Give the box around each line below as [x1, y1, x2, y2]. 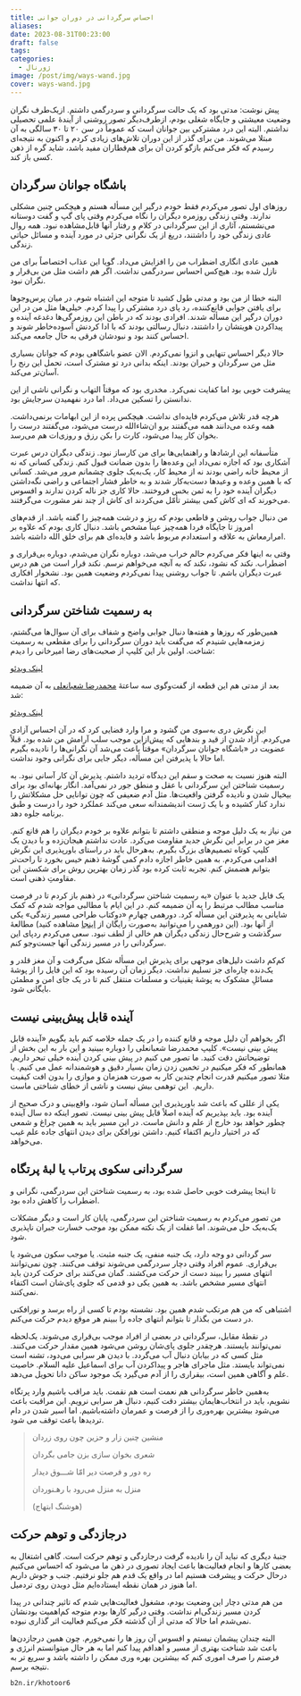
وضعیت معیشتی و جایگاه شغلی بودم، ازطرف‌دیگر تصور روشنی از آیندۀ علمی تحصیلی [10, 113, 291, 124]
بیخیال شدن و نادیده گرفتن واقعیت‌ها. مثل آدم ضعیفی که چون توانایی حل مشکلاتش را [10, 789, 292, 800]
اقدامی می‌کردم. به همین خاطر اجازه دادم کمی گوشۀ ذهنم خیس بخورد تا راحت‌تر [10, 854, 278, 865]
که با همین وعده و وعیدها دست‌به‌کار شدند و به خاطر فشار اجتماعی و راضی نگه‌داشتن [10, 475, 292, 487]
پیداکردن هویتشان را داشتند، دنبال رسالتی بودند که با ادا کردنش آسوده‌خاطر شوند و [10, 321, 284, 332]
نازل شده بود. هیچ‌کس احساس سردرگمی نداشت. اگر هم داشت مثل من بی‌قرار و [10, 265, 278, 277]
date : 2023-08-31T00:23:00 [10, 29, 111, 38]
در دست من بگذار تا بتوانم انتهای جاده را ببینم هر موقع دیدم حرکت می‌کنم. [10, 1313, 254, 1323]
